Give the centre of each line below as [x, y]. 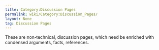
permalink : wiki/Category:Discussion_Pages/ [51, 14]
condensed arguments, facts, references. [47, 43]
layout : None [18, 19]
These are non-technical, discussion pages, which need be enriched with [79, 37]
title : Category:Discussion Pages [41, 10]
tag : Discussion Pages [28, 23]
